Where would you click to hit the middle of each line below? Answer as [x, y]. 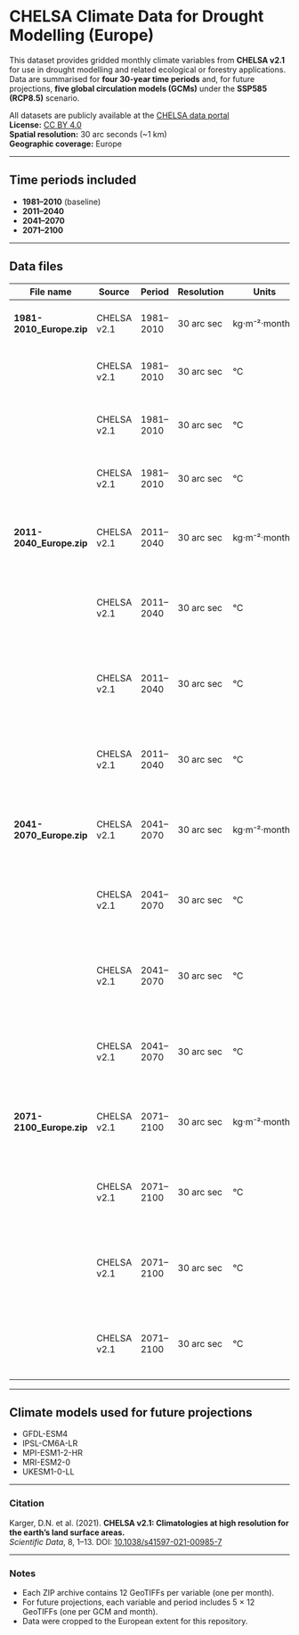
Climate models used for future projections [131, 1412]
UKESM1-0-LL [48, 1472]
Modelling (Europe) [81, 35]
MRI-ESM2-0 [46, 1462]
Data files [36, 266]
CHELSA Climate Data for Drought [137, 17]
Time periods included [73, 180]
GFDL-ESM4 [45, 1434]
